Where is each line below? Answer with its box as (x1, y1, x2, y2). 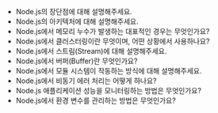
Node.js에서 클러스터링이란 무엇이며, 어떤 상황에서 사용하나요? (15, 36, 210, 46)
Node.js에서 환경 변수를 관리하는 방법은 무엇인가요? (15, 96, 176, 105)
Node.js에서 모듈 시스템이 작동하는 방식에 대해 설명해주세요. (15, 66, 202, 75)
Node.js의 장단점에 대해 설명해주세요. (15, 7, 132, 16)
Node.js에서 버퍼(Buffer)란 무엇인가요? (15, 56, 138, 66)
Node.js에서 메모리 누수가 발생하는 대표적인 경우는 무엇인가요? (15, 27, 210, 36)
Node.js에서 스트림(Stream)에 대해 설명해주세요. (15, 47, 167, 55)
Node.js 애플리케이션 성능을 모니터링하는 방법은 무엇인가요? (15, 86, 202, 95)
